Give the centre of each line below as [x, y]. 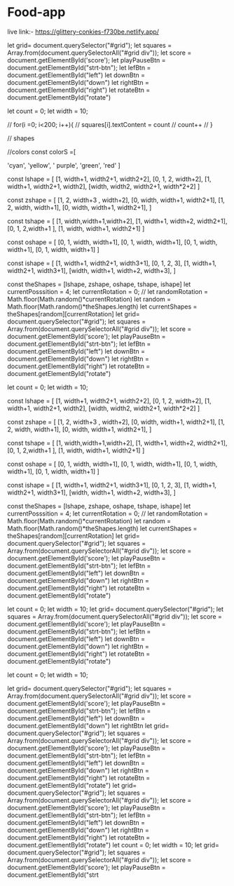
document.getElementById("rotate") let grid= [72, 785]
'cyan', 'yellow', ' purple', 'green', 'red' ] [64, 165]
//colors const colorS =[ [42, 152]
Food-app [36, 12]
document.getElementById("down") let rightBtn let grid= [88, 725]
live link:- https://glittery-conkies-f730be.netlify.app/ [83, 32]
